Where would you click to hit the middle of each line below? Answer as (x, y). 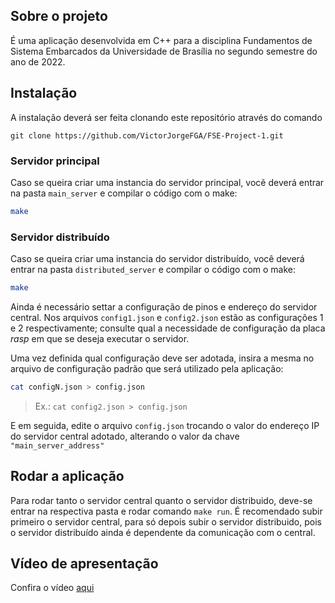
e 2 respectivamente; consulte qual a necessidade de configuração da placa (168, 328)
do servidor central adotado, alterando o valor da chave (125, 436)
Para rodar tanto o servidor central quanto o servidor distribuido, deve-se (161, 500)
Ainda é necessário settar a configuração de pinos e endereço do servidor (164, 306)
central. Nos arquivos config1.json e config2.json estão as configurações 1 (167, 317)
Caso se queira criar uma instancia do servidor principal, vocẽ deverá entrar (167, 182)
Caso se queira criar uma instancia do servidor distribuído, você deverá (157, 259)
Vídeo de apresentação (84, 564)
